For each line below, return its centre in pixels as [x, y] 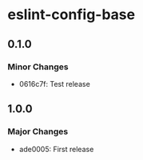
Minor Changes [38, 67]
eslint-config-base [71, 15]
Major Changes [38, 131]
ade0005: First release [56, 149]
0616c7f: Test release [55, 84]
